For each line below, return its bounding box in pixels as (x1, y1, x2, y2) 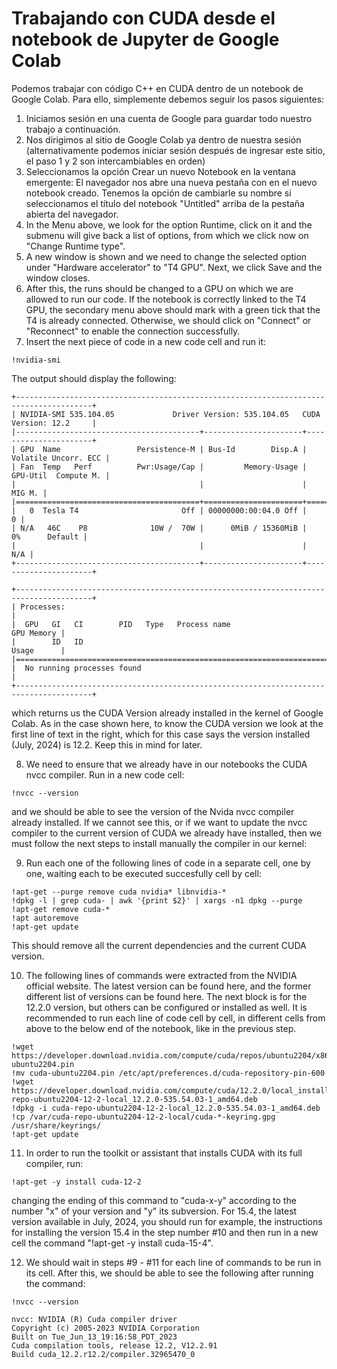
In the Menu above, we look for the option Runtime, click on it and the (25, 218, 313, 231)
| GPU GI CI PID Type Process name (11, 619, 231, 629)
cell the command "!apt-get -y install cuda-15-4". (11, 1237, 214, 1249)
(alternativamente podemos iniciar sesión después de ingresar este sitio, (25, 144, 326, 156)
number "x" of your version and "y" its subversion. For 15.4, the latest (11, 1205, 298, 1217)
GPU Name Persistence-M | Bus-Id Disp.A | (20, 444, 308, 454)
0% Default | (11, 532, 88, 542)
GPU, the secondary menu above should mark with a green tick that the (25, 303, 321, 316)
